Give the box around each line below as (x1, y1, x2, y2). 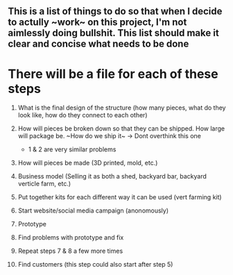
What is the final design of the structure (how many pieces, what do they (17, 103, 226, 112)
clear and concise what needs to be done (8, 38, 189, 50)
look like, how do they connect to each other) (17, 111, 148, 119)
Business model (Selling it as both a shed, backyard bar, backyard (17, 172, 207, 181)
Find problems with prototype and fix (17, 233, 124, 242)
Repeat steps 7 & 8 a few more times (17, 247, 123, 256)
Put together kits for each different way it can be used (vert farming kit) (17, 193, 222, 201)
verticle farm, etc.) (17, 180, 71, 188)
